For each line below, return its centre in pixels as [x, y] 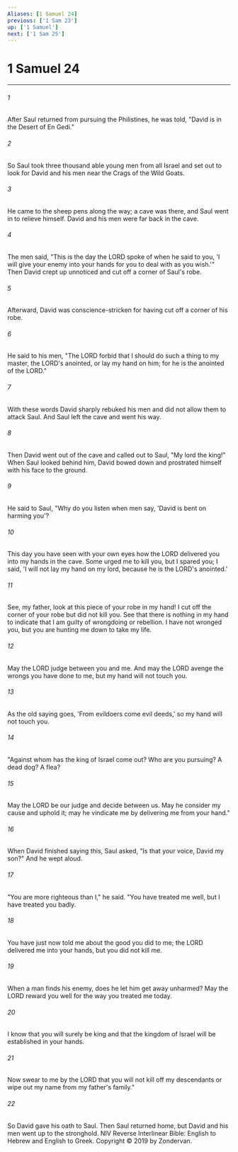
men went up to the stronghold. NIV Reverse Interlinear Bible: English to [112, 1133]
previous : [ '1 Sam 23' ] [42, 21]
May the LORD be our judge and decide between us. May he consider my [114, 805]
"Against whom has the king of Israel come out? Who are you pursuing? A [115, 760]
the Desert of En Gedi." [41, 127]
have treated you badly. [42, 904]
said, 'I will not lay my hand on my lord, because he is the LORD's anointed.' [118, 569]
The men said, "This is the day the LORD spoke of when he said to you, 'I [114, 257]
